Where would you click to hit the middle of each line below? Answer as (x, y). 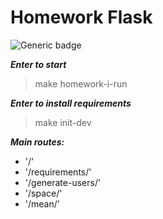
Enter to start (38, 64)
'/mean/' (42, 203)
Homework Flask (81, 17)
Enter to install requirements (71, 103)
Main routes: (37, 142)
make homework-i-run (81, 83)
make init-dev (63, 122)
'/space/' (43, 193)
